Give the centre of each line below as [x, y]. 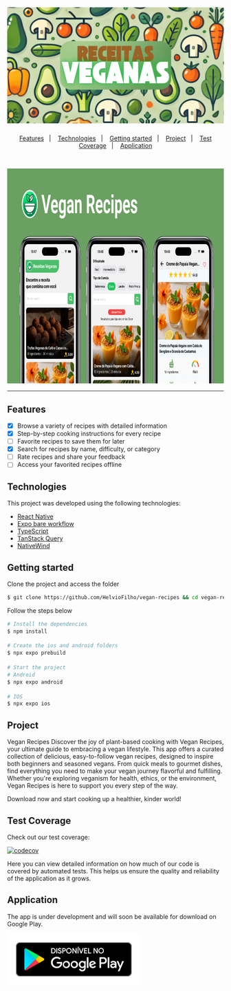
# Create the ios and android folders [63, 646]
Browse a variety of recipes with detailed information [92, 426]
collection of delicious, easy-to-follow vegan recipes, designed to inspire [110, 756]
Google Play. [25, 924]
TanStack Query [40, 538]
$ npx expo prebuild [37, 653]
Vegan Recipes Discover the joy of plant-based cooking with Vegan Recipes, [115, 742]
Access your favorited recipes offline [69, 465]
